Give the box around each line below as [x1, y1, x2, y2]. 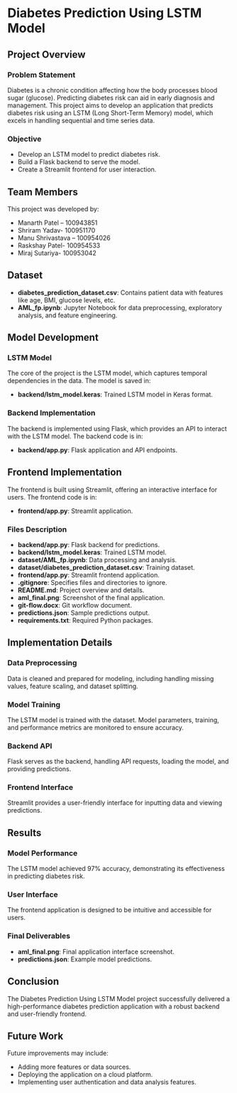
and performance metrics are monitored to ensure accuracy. [7, 723, 184, 732]
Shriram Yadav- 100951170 [17, 226, 96, 234]
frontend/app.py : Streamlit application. [17, 507, 133, 515]
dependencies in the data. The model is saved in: [7, 376, 151, 385]
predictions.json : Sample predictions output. [17, 608, 150, 617]
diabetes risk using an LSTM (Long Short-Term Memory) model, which [7, 108, 214, 117]
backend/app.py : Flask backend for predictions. [17, 540, 160, 549]
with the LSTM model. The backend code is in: [7, 432, 143, 440]
